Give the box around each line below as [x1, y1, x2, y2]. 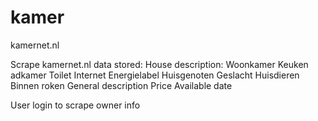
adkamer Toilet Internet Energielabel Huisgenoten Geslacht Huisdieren [10, 69, 300, 81]
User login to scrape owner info [10, 99, 141, 111]
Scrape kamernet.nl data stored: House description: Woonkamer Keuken [10, 58, 309, 70]
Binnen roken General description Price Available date [10, 79, 233, 91]
